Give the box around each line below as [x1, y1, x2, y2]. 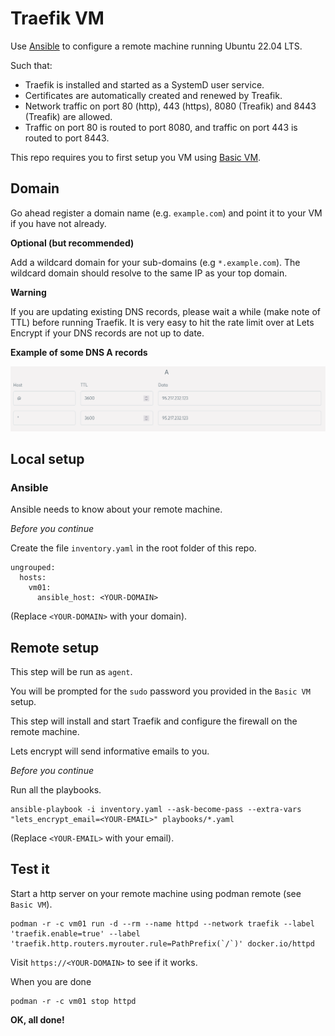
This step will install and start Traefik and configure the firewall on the [10, 715, 298, 727]
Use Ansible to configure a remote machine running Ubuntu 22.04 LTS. [10, 40, 303, 52]
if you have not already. [10, 217, 107, 229]
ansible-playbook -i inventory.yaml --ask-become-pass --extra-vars [10, 805, 302, 815]
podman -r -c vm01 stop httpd [10, 996, 137, 1006]
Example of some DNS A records [10, 346, 148, 358]
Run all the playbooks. [10, 784, 102, 796]
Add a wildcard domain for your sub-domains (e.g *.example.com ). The [10, 256, 301, 268]
